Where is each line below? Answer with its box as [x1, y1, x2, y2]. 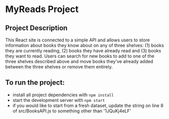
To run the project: [5, 78, 65, 87]
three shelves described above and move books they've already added [5, 58, 153, 64]
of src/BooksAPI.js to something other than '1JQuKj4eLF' [12, 107, 132, 114]
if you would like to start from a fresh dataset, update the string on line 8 [12, 102, 163, 108]
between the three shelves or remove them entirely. [5, 64, 113, 70]
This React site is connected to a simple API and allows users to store [5, 37, 150, 43]
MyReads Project [5, 4, 79, 15]
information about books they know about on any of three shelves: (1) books [5, 42, 164, 48]
